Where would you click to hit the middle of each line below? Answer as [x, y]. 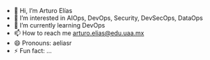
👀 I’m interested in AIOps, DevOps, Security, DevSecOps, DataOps [108, 18]
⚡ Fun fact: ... [33, 51]
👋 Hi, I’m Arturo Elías [43, 11]
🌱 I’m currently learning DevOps [59, 25]
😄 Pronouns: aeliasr [43, 43]
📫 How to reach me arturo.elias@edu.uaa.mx [79, 33]
